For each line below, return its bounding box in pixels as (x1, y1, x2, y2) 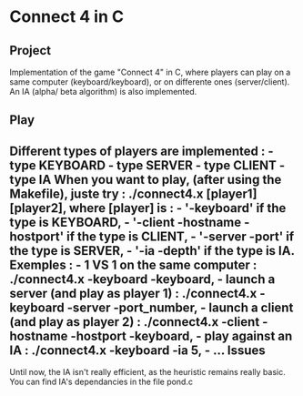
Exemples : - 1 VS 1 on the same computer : (9, 257, 258, 272)
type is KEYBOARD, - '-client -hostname (9, 214, 242, 229)
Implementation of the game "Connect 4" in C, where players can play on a (9, 66, 291, 77)
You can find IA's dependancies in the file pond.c (9, 376, 194, 388)
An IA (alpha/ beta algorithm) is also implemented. (9, 86, 197, 96)
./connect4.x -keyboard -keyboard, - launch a (9, 271, 276, 287)
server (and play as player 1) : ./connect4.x (9, 285, 258, 301)
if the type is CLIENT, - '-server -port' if (66, 228, 295, 244)
